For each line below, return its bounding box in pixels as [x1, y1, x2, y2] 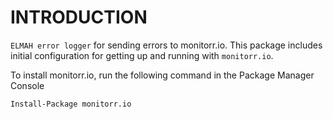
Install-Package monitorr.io [10, 99, 132, 109]
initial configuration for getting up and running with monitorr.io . [10, 49, 274, 61]
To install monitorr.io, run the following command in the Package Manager [10, 69, 315, 81]
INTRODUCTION [10, 6, 148, 29]
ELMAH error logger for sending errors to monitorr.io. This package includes [10, 39, 323, 51]
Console [10, 79, 45, 91]
